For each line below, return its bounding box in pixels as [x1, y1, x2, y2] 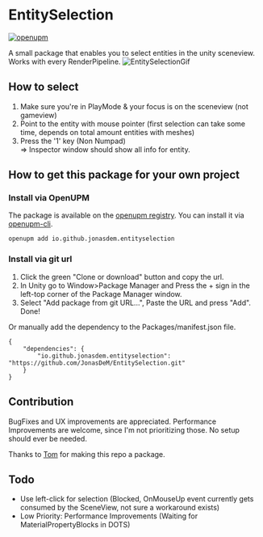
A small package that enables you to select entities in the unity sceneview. [8, 48, 256, 57]
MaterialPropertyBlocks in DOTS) [19, 520, 131, 530]
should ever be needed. [8, 433, 87, 443]
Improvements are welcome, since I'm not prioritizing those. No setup [8, 425, 240, 434]
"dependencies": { [23, 345, 85, 353]
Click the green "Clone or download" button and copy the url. [19, 272, 224, 281]
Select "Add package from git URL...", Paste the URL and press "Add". [19, 298, 252, 307]
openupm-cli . [8, 219, 53, 229]
